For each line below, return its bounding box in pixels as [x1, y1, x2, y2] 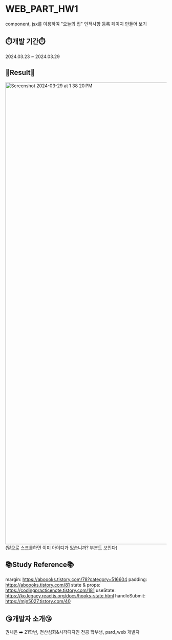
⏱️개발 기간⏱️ [5, 37, 46, 46]
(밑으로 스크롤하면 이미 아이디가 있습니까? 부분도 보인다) [5, 545, 118, 551]
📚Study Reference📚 [5, 560, 74, 569]
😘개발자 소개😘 [5, 614, 52, 623]
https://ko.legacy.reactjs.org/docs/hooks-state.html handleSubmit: [5, 593, 146, 599]
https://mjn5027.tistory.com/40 [5, 598, 71, 605]
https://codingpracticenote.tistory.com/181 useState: [5, 587, 116, 593]
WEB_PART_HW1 [5, 3, 78, 15]
